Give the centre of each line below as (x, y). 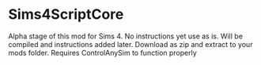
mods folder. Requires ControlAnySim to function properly (103, 52)
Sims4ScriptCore (66, 14)
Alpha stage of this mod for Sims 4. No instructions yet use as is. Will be (126, 36)
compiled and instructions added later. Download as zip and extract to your (130, 44)
